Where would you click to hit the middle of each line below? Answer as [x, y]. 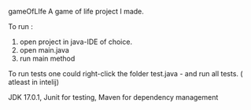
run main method [47, 59]
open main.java [44, 50]
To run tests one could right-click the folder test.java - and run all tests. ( [125, 73]
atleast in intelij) [34, 82]
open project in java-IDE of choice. [76, 42]
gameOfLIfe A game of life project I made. [76, 11]
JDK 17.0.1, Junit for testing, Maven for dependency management [113, 97]
